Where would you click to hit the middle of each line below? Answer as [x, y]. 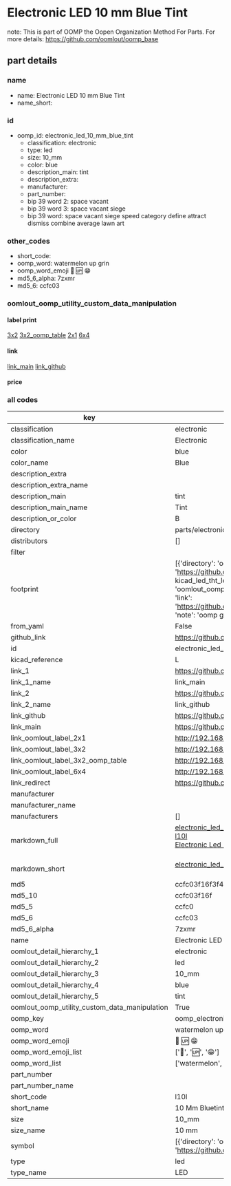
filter [18, 552]
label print [22, 320]
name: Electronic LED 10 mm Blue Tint [71, 95]
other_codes [29, 241]
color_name [30, 463]
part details [32, 61]
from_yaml [27, 626]
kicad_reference [37, 660]
